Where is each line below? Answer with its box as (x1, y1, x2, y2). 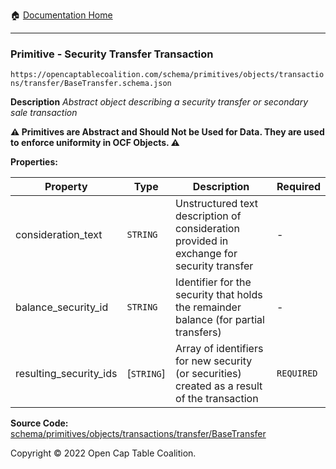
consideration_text (15, 228, 103, 242)
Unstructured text (175, 197, 258, 211)
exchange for (175, 247, 238, 261)
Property (44, 180, 88, 194)
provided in (175, 234, 229, 248)
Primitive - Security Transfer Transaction (10, 47, 214, 61)
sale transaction (10, 107, 78, 119)
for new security (175, 354, 253, 368)
